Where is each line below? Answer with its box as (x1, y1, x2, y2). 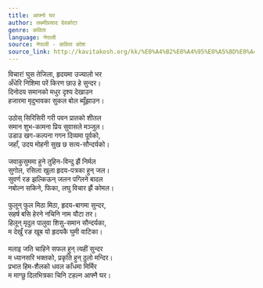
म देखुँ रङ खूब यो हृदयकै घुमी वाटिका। (8, 227, 103, 236)
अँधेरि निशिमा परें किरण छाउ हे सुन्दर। (8, 78, 102, 87)
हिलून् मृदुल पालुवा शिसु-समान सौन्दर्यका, (8, 218, 107, 228)
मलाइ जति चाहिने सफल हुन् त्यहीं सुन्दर (8, 244, 103, 253)
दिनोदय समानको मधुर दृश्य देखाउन (8, 87, 93, 97)
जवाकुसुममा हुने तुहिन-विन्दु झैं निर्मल (8, 157, 96, 166)
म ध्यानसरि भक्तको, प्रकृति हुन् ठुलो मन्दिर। (8, 253, 113, 262)
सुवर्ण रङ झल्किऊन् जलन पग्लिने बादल (8, 174, 103, 184)
